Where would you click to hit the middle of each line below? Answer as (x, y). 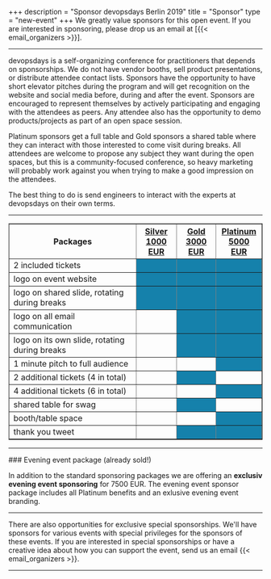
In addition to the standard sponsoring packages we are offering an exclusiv (135, 475)
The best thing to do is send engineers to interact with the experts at (122, 195)
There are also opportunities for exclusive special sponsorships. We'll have (133, 524)
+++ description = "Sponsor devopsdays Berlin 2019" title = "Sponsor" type (134, 12)
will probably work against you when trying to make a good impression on (131, 170)
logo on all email (44, 316)
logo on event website (55, 279)
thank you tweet (44, 432)
